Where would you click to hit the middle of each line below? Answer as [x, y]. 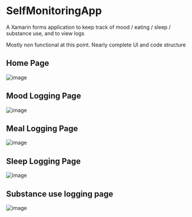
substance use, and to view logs [45, 33]
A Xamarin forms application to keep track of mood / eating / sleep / [88, 27]
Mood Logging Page [44, 96]
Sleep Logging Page [44, 161]
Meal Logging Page [42, 128]
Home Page [28, 63]
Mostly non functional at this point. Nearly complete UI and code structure [96, 45]
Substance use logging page [60, 194]
